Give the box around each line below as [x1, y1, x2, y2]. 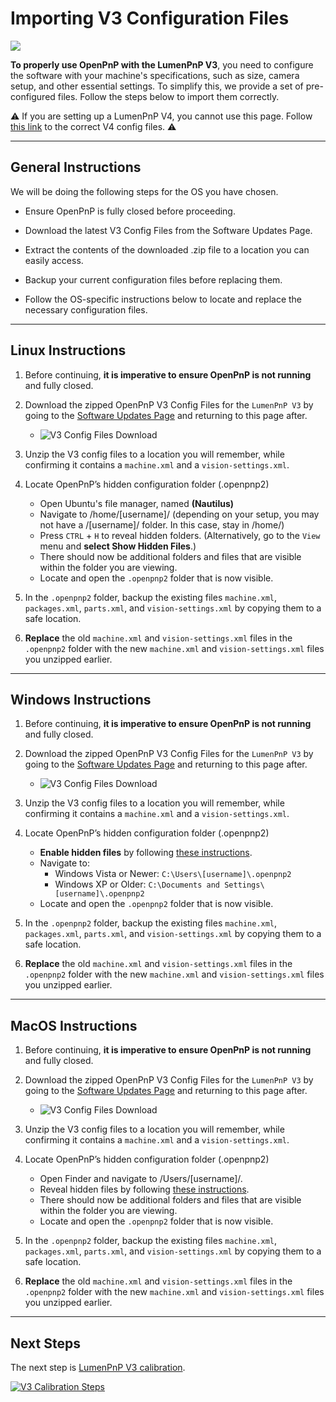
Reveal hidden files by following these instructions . [39, 1183, 250, 1196]
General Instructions [10, 159, 142, 176]
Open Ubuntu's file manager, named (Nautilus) [39, 497, 235, 509]
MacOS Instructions [10, 1017, 138, 1034]
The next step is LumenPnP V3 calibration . [10, 1362, 186, 1373]
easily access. [24, 254, 84, 266]
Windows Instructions [10, 691, 152, 708]
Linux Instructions [10, 342, 127, 359]
